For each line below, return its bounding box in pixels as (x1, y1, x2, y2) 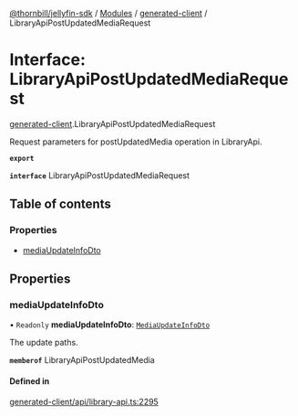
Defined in (9, 375, 50, 387)
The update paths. (9, 337, 79, 348)
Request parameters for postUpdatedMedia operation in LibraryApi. (9, 136, 262, 147)
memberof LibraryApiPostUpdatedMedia (9, 355, 155, 366)
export (9, 154, 35, 163)
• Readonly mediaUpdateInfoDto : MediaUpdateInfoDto (9, 319, 211, 330)
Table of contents (9, 197, 111, 212)
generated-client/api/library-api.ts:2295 (9, 396, 159, 407)
